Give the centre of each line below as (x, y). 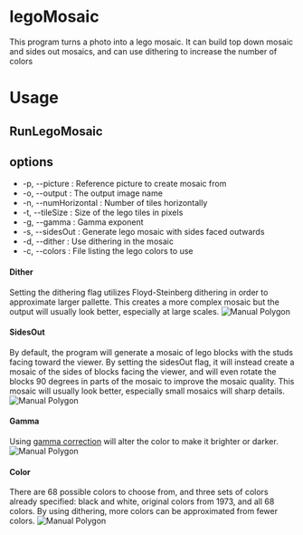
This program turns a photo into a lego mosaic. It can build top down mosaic (151, 42)
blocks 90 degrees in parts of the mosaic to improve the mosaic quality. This (152, 381)
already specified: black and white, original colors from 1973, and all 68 (142, 501)
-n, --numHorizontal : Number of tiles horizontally (115, 203)
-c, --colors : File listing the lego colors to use (108, 251)
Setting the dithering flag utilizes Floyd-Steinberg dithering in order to (139, 292)
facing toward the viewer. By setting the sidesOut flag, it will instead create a (152, 362)
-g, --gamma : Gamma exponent (83, 222)
